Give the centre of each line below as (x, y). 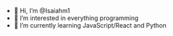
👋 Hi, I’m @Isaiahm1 (42, 11)
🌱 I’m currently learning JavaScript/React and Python (90, 25)
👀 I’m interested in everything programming (76, 18)
